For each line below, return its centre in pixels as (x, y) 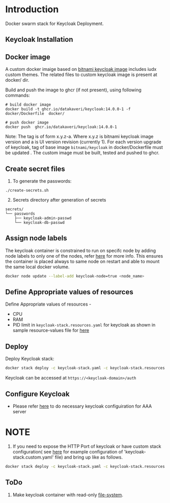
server (19, 411)
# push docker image (27, 123)
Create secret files (35, 169)
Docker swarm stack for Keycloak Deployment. (54, 23)
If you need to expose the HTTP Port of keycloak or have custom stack (87, 446)
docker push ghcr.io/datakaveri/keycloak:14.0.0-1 (61, 127)
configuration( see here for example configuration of (68, 451)
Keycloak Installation (39, 40)
